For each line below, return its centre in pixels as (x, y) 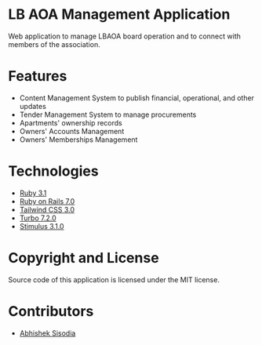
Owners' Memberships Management (78, 140)
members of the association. (54, 44)
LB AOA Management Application (119, 15)
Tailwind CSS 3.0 (47, 209)
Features (38, 76)
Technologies (54, 171)
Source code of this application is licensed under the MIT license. (114, 279)
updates (33, 106)
